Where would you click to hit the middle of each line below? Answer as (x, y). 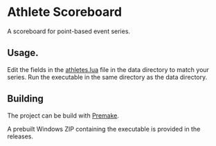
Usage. (23, 53)
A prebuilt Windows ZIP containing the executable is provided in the (104, 129)
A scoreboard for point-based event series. (69, 31)
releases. (20, 136)
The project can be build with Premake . (63, 116)
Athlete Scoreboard (65, 12)
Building (25, 99)
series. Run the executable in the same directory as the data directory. (107, 77)
